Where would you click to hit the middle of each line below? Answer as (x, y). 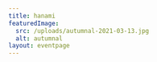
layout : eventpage (39, 46)
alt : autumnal (39, 38)
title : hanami (32, 16)
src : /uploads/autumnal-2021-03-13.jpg (83, 31)
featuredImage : (34, 23)
